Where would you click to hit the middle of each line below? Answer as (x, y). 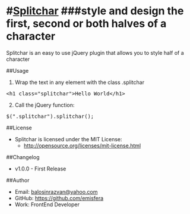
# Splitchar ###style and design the (95, 11)
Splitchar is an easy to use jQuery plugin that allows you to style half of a (95, 52)
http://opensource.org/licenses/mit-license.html (82, 145)
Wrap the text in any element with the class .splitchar (79, 82)
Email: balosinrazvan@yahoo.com (56, 191)
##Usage (18, 70)
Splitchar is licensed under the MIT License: (69, 139)
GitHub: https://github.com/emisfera (59, 198)
